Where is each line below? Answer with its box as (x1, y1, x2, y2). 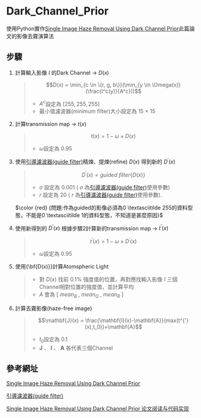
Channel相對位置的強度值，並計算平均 (39, 283, 134, 291)
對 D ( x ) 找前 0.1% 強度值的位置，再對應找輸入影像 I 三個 (39, 276, 178, 283)
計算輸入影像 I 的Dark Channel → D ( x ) (14, 69, 110, 76)
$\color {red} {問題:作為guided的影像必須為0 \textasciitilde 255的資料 (14, 204, 188, 211)
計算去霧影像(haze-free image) (14, 305, 92, 312)
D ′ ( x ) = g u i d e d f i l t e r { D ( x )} (81, 170, 146, 179)
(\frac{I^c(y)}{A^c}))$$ (85, 87, 142, 95)
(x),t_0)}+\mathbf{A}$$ (84, 323, 142, 330)
